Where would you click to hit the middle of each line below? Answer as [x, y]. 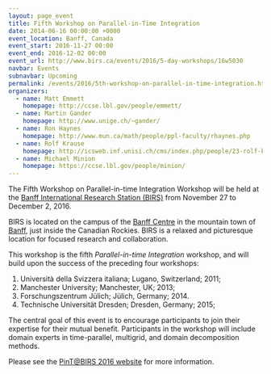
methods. [24, 346]
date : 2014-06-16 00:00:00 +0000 [65, 31]
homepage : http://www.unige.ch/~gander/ [92, 121]
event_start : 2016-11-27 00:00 [61, 46]
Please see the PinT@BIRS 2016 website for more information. [111, 362]
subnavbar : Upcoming [43, 76]
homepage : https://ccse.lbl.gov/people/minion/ [104, 166]
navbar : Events [34, 69]
